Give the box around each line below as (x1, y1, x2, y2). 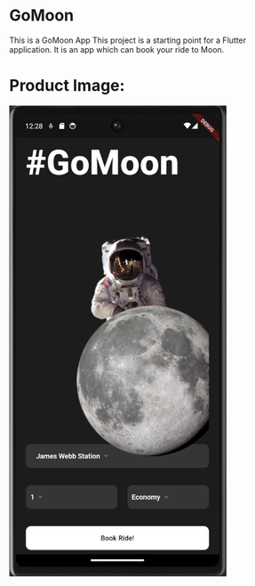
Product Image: (9, 76, 125, 96)
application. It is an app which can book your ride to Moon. (9, 44, 225, 54)
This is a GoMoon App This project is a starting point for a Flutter (9, 35, 247, 45)
